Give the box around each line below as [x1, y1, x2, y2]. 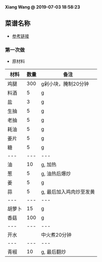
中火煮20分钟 [41, 231, 72, 238]
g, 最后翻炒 [41, 248, 66, 255]
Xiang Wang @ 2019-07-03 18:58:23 [5, 4, 80, 10]
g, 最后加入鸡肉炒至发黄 [41, 189, 95, 196]
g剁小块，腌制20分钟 [41, 81, 89, 87]
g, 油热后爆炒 [41, 170, 71, 177]
